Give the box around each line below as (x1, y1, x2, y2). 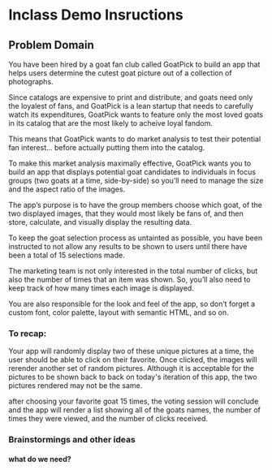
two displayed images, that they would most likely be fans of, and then (8, 209, 244, 218)
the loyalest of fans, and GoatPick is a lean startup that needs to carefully (8, 101, 254, 110)
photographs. (8, 77, 54, 86)
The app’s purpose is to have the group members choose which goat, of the (8, 201, 262, 209)
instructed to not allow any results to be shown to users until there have (8, 242, 248, 251)
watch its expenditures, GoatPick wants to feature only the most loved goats (8, 110, 264, 119)
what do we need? (8, 454, 71, 464)
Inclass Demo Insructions (8, 6, 184, 24)
